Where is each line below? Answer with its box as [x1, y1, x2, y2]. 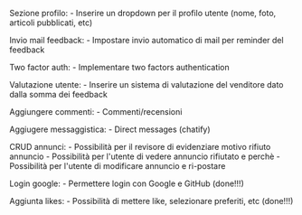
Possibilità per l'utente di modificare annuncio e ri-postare [9, 161, 226, 171]
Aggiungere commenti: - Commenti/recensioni [9, 107, 183, 117]
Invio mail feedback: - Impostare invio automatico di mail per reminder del [9, 35, 284, 45]
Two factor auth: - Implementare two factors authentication [9, 62, 231, 72]
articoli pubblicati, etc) [9, 17, 93, 28]
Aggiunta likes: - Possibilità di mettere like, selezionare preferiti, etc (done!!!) [9, 196, 294, 206]
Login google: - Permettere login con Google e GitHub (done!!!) [9, 178, 244, 189]
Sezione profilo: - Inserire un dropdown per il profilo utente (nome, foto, [9, 8, 277, 18]
